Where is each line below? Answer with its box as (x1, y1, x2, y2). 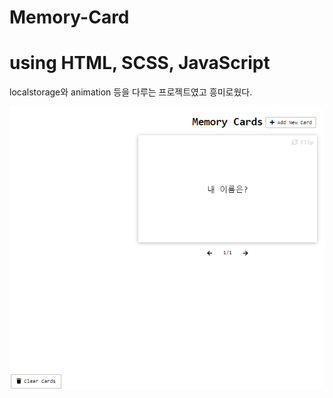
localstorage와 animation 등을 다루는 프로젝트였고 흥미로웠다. (9, 86, 253, 98)
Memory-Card (9, 6, 130, 29)
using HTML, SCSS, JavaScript (9, 52, 271, 75)
